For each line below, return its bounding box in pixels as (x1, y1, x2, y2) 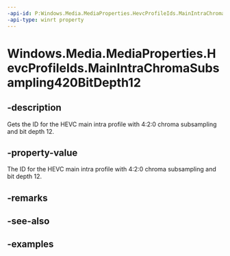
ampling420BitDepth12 (7, 74, 142, 90)
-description (7, 102, 62, 113)
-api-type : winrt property (7, 16, 84, 23)
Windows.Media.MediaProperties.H (7, 46, 217, 61)
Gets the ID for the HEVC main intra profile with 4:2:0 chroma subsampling (7, 120, 217, 128)
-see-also (7, 216, 50, 227)
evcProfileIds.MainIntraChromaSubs (7, 60, 220, 76)
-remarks (7, 192, 48, 203)
